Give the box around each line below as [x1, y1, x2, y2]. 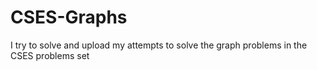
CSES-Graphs [10, 6, 128, 29]
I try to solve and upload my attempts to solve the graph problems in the [10, 39, 308, 51]
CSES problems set [10, 49, 90, 61]
